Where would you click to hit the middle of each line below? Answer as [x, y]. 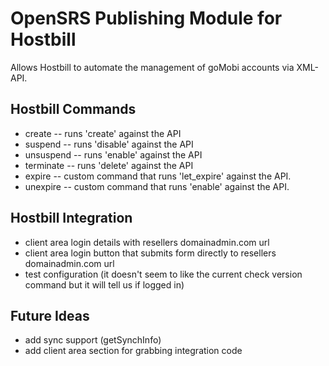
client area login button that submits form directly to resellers [150, 253]
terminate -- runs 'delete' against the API [109, 165]
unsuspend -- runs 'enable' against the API [113, 154]
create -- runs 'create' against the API [103, 133]
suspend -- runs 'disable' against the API [109, 144]
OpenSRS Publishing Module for [146, 18]
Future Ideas [50, 315]
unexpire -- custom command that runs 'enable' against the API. [157, 186]
